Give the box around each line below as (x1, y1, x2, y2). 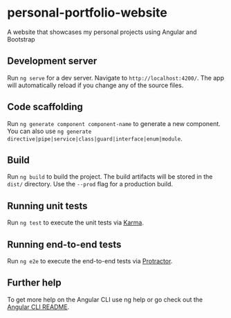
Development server (7, 55, 98, 67)
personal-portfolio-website (7, 5, 167, 21)
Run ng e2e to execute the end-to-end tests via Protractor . (7, 257, 173, 265)
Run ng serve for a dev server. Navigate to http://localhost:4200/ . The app (7, 73, 225, 82)
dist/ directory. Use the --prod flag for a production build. (7, 180, 173, 188)
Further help (7, 277, 62, 289)
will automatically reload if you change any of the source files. (7, 81, 184, 89)
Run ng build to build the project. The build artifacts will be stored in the (7, 173, 213, 181)
